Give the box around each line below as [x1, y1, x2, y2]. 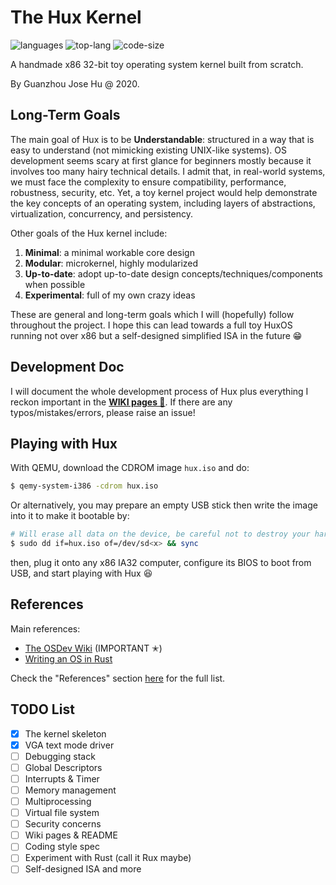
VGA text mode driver [24, 739, 115, 751]
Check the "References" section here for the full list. [10, 672, 226, 684]
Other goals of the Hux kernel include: [10, 227, 168, 239]
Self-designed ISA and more [24, 863, 142, 875]
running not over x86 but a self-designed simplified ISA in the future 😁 [10, 329, 303, 341]
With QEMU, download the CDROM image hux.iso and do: [10, 462, 250, 474]
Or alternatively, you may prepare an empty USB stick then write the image [10, 499, 318, 511]
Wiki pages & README [24, 829, 118, 841]
